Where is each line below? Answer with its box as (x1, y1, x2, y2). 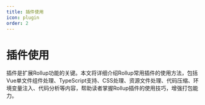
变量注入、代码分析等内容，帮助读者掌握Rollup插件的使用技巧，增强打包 (11, 84, 193, 92)
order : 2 (6, 20, 29, 26)
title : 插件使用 (6, 8, 44, 15)
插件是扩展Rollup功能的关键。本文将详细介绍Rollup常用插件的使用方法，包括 (6, 69, 198, 76)
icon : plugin (6, 15, 40, 21)
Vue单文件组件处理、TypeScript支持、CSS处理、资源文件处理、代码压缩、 (6, 77, 193, 84)
